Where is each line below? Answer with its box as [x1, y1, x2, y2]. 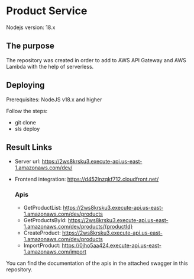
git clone [14, 118, 37, 126]
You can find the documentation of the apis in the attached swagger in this [6, 259, 188, 267]
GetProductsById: [23, 216, 67, 223]
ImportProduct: [23, 242, 61, 249]
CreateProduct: [23, 229, 61, 236]
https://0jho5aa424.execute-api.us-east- [62, 242, 161, 249]
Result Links [6, 142, 53, 152]
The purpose [6, 41, 54, 51]
